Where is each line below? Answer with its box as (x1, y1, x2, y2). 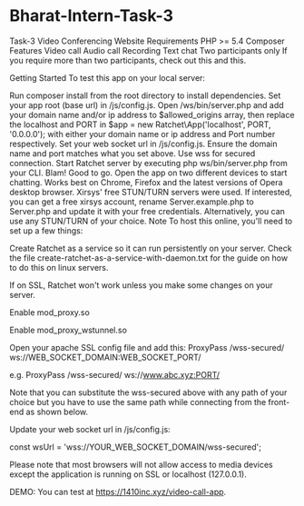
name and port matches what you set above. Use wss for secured (9, 147, 256, 159)
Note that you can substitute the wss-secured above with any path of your (9, 387, 288, 398)
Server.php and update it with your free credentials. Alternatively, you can (9, 205, 286, 216)
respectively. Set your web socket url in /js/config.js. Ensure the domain (9, 138, 278, 149)
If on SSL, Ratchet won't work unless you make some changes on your (9, 279, 274, 291)
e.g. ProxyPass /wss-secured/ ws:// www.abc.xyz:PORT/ (9, 369, 221, 380)
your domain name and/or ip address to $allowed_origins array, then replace (9, 109, 295, 120)
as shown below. (25, 406, 89, 417)
